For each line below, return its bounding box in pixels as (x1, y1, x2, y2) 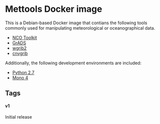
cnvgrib (12, 50, 28, 56)
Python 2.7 (12, 69, 34, 75)
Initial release (5, 114, 32, 120)
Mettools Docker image (5, 3, 102, 15)
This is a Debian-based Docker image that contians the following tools (5, 20, 148, 26)
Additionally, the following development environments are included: (5, 60, 142, 66)
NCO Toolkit (12, 35, 37, 41)
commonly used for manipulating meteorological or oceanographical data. (5, 25, 156, 31)
